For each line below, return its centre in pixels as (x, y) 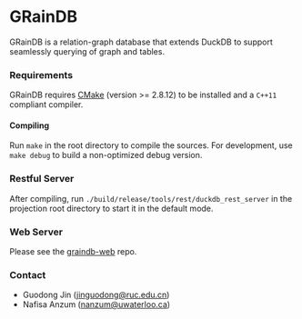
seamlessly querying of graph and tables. (87, 51)
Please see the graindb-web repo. (73, 252)
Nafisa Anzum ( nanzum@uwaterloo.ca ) (96, 304)
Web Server (36, 232)
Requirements (41, 75)
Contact (28, 274)
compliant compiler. (46, 105)
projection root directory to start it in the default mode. (111, 208)
